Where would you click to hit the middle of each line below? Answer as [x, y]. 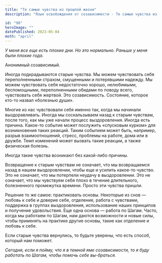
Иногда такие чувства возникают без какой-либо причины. [67, 155]
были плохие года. [24, 56]
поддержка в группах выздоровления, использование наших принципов [81, 205]
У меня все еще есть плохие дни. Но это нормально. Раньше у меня [76, 50]
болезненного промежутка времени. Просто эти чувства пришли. [74, 185]
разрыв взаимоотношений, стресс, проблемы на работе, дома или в [76, 135]
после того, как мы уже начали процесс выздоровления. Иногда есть [78, 120]
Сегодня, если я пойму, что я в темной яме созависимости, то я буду [77, 250]
